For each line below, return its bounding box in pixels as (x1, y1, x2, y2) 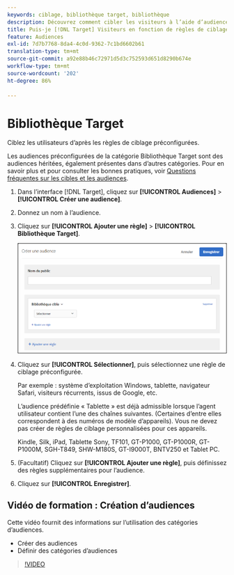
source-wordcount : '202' (7, 70, 79, 77)
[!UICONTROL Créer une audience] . (17, 195, 123, 203)
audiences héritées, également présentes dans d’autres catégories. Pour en (7, 159, 225, 168)
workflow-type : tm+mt (7, 63, 70, 70)
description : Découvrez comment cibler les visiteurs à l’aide (7, 18, 195, 26)
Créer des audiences (17, 539, 78, 547)
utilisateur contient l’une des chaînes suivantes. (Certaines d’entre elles (17, 409, 221, 418)
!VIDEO (24, 560, 45, 568)
